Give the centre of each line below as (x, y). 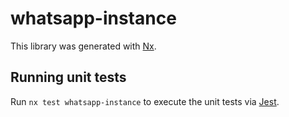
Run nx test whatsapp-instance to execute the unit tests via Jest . (145, 101)
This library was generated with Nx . (83, 46)
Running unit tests (68, 77)
